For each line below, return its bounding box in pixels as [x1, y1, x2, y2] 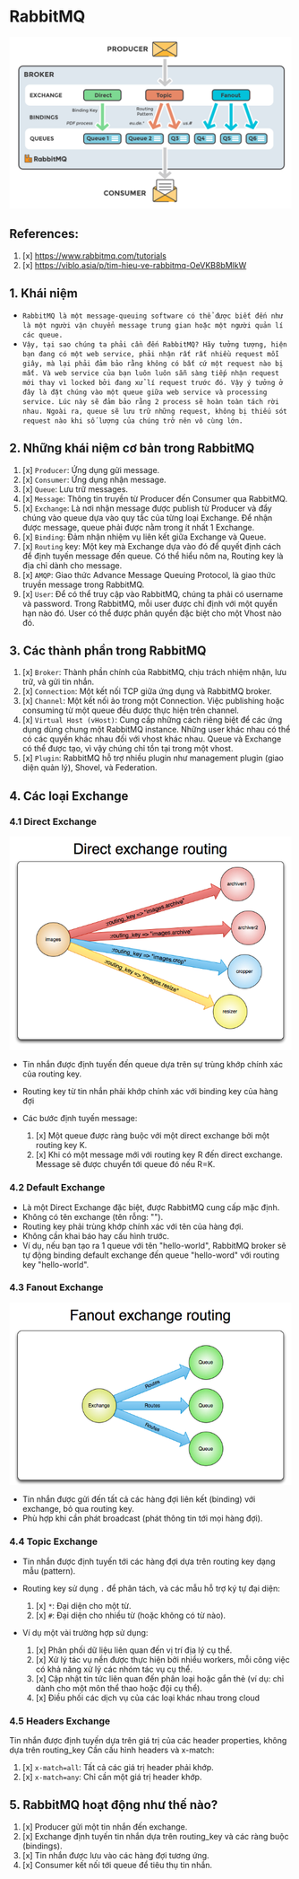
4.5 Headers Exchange [9, 1715, 110, 1727]
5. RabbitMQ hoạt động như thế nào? [9, 1797, 218, 1813]
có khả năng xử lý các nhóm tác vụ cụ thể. [35, 1664, 193, 1674]
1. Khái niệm [9, 285, 78, 302]
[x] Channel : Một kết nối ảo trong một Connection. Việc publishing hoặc [21, 696, 285, 707]
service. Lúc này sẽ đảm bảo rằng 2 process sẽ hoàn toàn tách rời [21, 397, 279, 406]
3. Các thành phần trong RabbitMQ [9, 643, 207, 658]
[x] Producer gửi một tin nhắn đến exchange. [21, 1821, 188, 1832]
